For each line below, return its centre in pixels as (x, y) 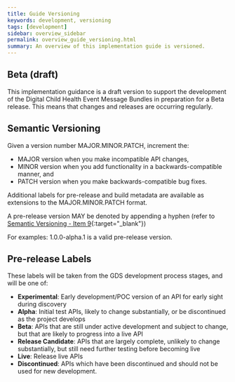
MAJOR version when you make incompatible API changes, (103, 159)
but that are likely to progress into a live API (80, 334)
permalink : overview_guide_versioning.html (72, 40)
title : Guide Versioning (43, 14)
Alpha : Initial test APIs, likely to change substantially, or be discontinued (121, 312)
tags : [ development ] (38, 27)
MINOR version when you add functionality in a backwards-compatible (120, 166)
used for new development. (57, 371)
